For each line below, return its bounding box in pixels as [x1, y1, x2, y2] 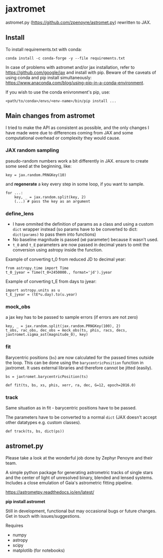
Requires [5, 523, 23, 528]
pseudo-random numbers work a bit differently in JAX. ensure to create [5, 158, 148, 164]
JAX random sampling [5, 147, 59, 154]
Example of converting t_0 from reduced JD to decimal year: [5, 256, 126, 263]
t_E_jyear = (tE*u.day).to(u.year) [5, 292, 78, 297]
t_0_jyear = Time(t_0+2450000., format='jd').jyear [5, 270, 112, 275]
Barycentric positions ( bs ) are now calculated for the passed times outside [5, 354, 154, 360]
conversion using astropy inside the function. [12, 247, 103, 253]
